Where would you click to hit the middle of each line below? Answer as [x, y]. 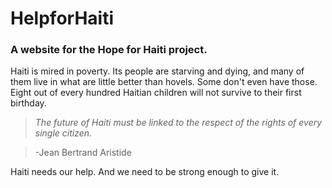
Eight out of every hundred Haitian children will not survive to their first [156, 93]
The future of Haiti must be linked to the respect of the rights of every [178, 123]
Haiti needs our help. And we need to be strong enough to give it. [145, 172]
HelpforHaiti [62, 18]
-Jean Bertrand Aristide [83, 153]
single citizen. [63, 133]
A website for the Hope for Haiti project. [109, 50]
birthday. [28, 103]
